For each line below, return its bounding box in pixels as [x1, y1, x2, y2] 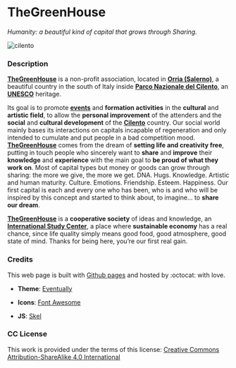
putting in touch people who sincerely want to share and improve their [7, 149, 213, 157]
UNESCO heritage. [7, 90, 62, 99]
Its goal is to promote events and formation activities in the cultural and [7, 104, 219, 112]
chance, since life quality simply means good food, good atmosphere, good [7, 230, 227, 238]
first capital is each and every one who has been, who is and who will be [7, 186, 218, 195]
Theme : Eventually [17, 284, 73, 293]
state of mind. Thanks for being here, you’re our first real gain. [7, 237, 188, 245]
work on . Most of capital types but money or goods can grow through [7, 164, 210, 172]
